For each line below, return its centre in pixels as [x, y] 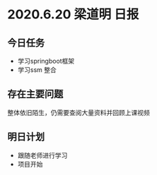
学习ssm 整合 [37, 70]
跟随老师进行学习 [42, 155]
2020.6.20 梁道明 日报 [73, 14]
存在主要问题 [35, 94]
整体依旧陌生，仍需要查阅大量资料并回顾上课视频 [78, 112]
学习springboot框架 [46, 61]
